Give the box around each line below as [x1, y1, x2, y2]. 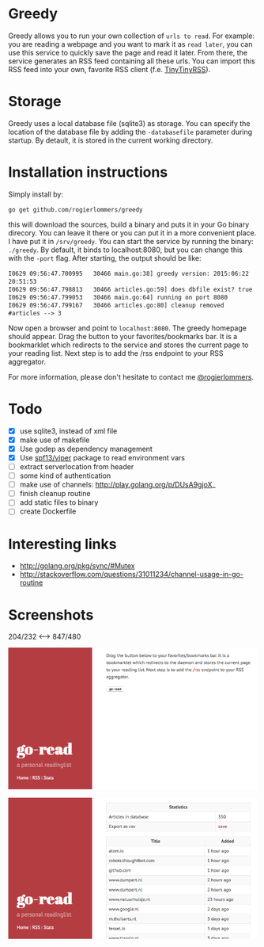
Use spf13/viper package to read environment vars [19, 452, 186, 462]
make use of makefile [19, 435, 90, 445]
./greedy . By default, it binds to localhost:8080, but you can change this [8, 245, 243, 254]
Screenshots [8, 605, 94, 624]
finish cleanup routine [19, 489, 91, 498]
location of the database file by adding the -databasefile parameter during [8, 127, 253, 136]
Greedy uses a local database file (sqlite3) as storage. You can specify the [8, 118, 251, 128]
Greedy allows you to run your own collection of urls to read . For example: [8, 31, 255, 40]
